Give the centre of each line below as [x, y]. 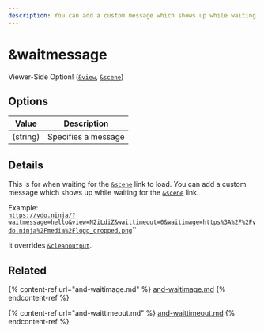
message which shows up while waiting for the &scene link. [104, 193]
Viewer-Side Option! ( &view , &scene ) [66, 77]
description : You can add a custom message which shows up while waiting [132, 15]
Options [28, 101]
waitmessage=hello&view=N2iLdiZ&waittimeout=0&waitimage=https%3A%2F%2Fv [132, 222]
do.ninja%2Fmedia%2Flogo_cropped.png [70, 231]
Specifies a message [86, 137]
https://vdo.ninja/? [42, 216]
